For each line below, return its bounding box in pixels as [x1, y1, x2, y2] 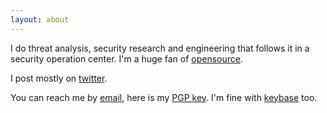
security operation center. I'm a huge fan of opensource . [10, 52, 243, 65]
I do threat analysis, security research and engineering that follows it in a [10, 42, 310, 54]
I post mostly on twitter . [10, 72, 108, 84]
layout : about [10, 14, 70, 25]
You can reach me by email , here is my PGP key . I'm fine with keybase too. [10, 91, 318, 103]
